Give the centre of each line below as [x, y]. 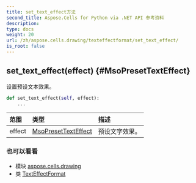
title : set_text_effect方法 [41, 12]
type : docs [20, 29]
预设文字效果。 [120, 132]
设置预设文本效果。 [31, 86]
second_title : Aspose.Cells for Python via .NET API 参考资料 [85, 18]
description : [23, 23]
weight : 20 [20, 35]
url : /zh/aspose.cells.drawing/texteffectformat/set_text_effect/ [93, 40]
